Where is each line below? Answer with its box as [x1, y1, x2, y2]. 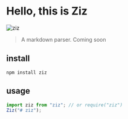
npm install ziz [6, 69, 47, 76]
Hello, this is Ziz [6, 4, 88, 18]
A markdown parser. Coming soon [21, 36, 107, 43]
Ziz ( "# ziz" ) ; [6, 108, 42, 114]
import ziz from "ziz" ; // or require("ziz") [6, 101, 123, 108]
